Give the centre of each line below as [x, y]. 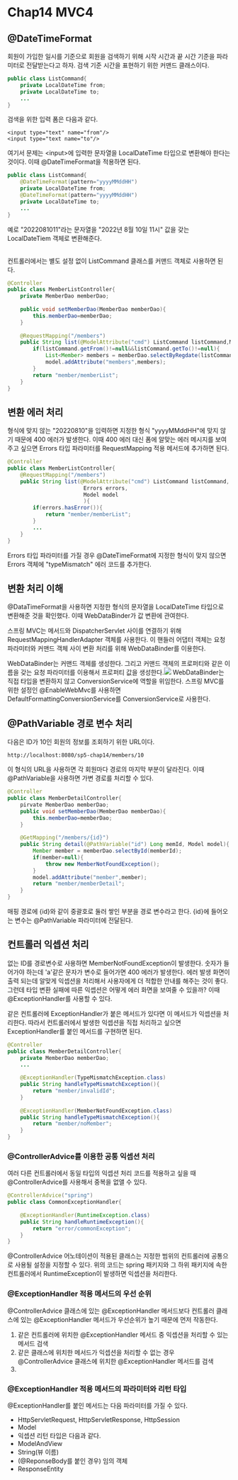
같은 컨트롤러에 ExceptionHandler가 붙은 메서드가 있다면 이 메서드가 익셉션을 [114, 1013]
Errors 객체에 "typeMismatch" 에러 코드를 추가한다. [80, 564]
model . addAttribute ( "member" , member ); [90, 877]
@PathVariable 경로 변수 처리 [70, 723]
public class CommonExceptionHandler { [64, 1202]
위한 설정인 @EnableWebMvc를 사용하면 [64, 690]
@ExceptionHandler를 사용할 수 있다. [60, 998]
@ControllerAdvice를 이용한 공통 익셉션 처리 [81, 1156]
